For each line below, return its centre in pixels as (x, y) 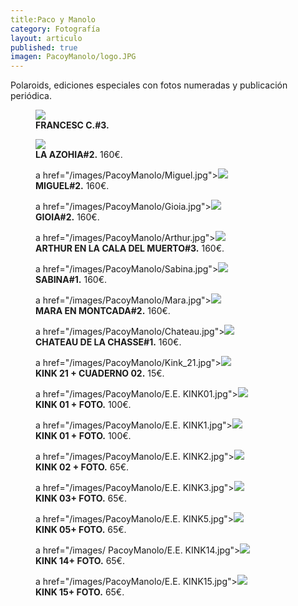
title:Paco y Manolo (53, 19)
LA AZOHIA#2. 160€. (79, 155)
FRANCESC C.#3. (72, 125)
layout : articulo (46, 38)
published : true (44, 47)
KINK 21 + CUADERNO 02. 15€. (100, 373)
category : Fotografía (55, 29)
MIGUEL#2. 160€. (72, 186)
